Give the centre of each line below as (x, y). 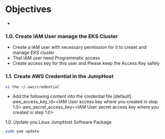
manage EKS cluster (33, 53)
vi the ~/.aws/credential (32, 87)
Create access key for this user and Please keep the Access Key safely (86, 63)
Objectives (28, 9)
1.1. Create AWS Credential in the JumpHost (59, 77)
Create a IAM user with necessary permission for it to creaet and (79, 47)
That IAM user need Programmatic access (56, 58)
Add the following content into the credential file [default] (72, 96)
